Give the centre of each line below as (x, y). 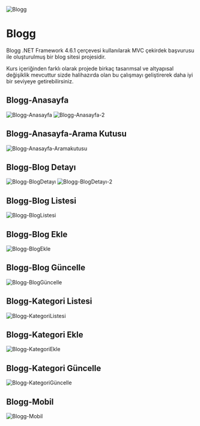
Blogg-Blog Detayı (41, 167)
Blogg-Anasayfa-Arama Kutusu (67, 134)
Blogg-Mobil (30, 402)
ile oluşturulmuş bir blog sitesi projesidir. (56, 57)
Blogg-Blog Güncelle (46, 268)
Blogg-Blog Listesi (41, 201)
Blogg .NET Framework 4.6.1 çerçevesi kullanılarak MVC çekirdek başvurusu (100, 50)
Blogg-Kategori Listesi (49, 301)
